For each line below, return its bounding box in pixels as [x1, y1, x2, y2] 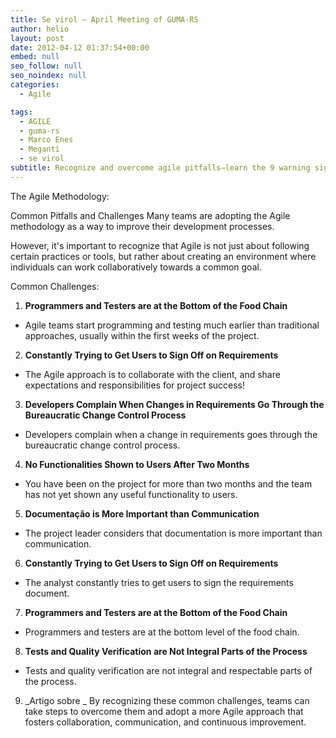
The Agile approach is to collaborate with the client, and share [24, 368, 281, 380]
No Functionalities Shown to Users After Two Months [24, 458, 250, 470]
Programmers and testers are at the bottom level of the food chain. [24, 626, 300, 638]
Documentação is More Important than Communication [24, 507, 260, 520]
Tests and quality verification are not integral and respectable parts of [24, 664, 313, 676]
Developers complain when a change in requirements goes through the [24, 428, 318, 440]
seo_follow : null [10, 61, 83, 71]
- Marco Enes [19, 135, 74, 145]
